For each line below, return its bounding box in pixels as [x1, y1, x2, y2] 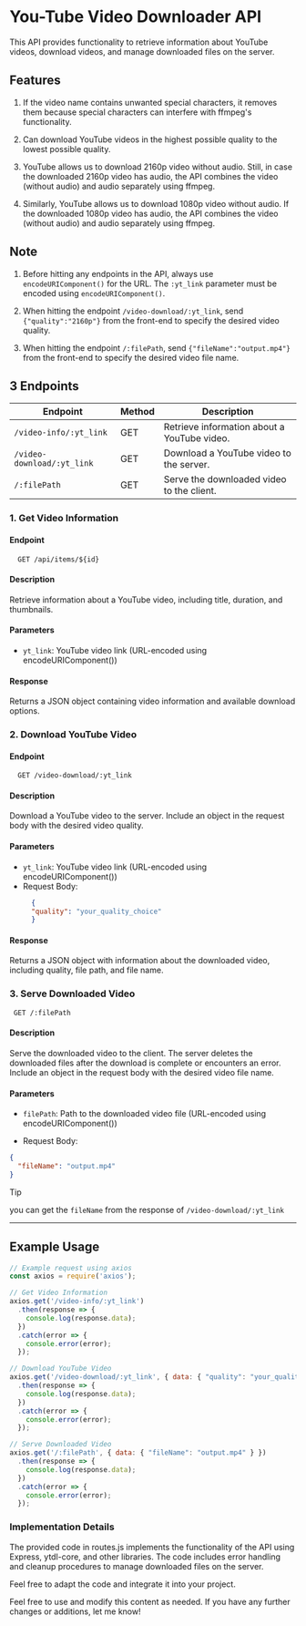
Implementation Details [9, 1520, 116, 1533]
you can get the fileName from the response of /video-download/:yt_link [9, 1204, 285, 1215]
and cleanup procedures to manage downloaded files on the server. [9, 1560, 264, 1571]
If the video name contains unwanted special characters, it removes [22, 97, 278, 108]
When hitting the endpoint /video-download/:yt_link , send [22, 305, 244, 316]
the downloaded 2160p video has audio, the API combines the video [22, 170, 279, 181]
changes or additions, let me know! [9, 1606, 141, 1617]
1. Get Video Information [9, 512, 119, 525]
